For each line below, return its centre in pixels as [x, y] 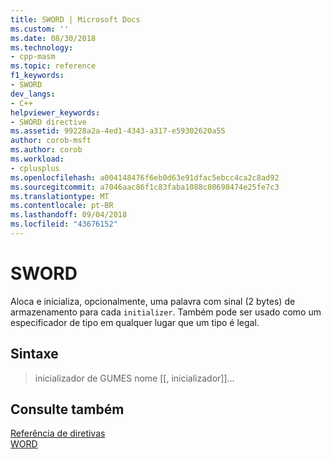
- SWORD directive [48, 122]
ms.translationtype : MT [60, 196]
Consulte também [67, 409]
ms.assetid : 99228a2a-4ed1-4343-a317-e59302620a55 [118, 131]
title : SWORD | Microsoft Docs [75, 19]
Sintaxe [34, 354]
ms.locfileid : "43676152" [64, 224]
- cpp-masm [33, 57]
